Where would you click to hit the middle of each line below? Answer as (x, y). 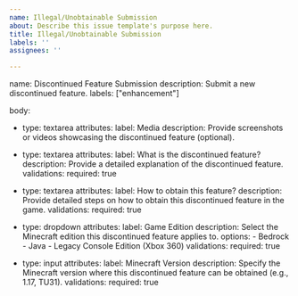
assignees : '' (36, 51)
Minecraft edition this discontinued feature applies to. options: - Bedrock (156, 236)
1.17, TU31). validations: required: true (90, 283)
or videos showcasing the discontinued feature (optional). (128, 137)
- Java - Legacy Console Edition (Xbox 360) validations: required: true (151, 246)
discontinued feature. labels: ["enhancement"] (95, 94)
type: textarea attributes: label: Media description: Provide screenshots (153, 128)
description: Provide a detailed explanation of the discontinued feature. (153, 164)
